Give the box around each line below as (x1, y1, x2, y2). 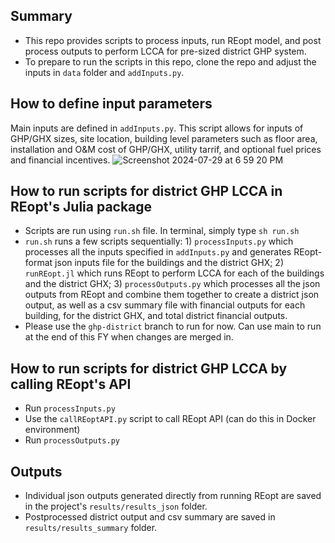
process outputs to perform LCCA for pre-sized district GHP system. (24, 45, 307, 57)
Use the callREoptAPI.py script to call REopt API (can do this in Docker (24, 413, 317, 425)
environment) (24, 424, 81, 436)
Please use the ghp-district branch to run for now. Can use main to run (24, 320, 322, 333)
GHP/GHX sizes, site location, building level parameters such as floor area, (10, 132, 318, 144)
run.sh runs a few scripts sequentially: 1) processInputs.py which (24, 235, 294, 248)
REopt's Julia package (10, 199, 153, 216)
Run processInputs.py (24, 402, 116, 414)
